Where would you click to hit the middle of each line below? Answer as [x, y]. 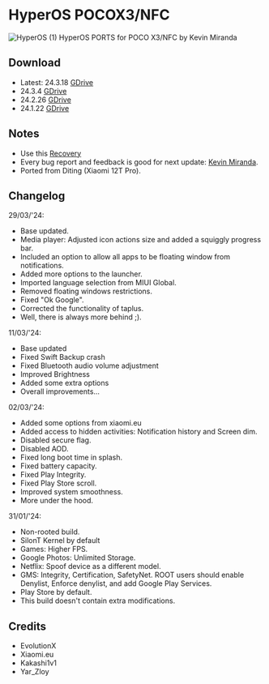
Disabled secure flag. [56, 440]
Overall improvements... [60, 391]
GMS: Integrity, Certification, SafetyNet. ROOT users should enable [132, 575]
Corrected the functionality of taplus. [82, 309]
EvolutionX [38, 646]
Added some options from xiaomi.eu [81, 423]
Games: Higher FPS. [54, 549]
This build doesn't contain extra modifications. [98, 601]
